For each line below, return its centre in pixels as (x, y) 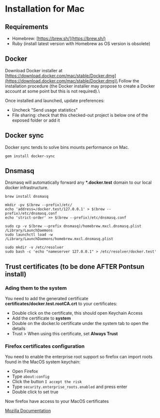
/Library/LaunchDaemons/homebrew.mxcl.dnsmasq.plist (59, 239)
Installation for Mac (45, 9)
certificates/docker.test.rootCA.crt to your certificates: (61, 304)
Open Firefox (25, 371)
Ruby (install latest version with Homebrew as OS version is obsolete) (81, 44)
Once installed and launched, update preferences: (55, 100)
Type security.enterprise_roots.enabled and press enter (70, 387)
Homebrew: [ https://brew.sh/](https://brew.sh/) (59, 38)
